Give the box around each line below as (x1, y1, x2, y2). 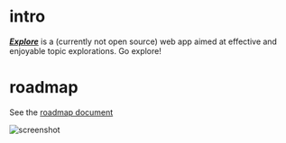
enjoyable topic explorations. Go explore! (9, 45, 162, 56)
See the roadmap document (9, 106, 114, 118)
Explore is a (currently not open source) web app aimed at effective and (9, 36, 278, 47)
